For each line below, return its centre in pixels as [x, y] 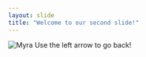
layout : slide [32, 15]
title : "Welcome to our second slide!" [74, 23]
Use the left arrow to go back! [83, 45]
